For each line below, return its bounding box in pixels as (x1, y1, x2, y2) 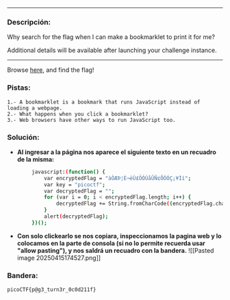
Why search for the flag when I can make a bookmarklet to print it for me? (7, 33, 216, 41)
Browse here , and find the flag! (7, 66, 94, 74)
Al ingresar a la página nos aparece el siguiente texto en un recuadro (16, 148, 217, 156)
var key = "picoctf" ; (43, 181, 106, 188)
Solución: (7, 132, 40, 142)
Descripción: (7, 17, 51, 27)
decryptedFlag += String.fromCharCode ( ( (55, 200, 173, 208)
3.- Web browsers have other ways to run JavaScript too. (7, 116, 176, 123)
